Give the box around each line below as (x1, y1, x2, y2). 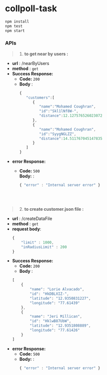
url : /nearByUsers (12, 60, 50, 66)
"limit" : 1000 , (21, 240, 54, 245)
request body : (12, 226, 41, 232)
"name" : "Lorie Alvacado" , (30, 287, 85, 292)
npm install (5, 19, 29, 24)
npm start (5, 28, 25, 33)
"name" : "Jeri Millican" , (30, 314, 82, 319)
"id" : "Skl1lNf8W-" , (39, 109, 79, 114)
